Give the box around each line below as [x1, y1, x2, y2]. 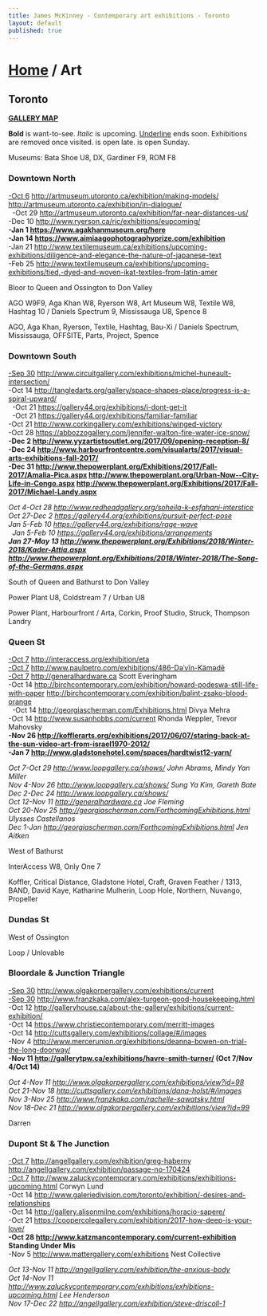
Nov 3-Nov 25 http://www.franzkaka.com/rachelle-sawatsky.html [8, 1094, 225, 1104]
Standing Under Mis [8, 1241, 76, 1251]
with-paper [8, 689, 45, 698]
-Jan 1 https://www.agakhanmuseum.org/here [8, 225, 166, 234]
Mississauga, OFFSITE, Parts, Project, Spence [8, 330, 159, 340]
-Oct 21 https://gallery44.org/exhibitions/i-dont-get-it [11, 402, 187, 411]
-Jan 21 [8, 242, 33, 251]
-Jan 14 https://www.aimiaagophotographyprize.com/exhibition [8, 233, 226, 243]
